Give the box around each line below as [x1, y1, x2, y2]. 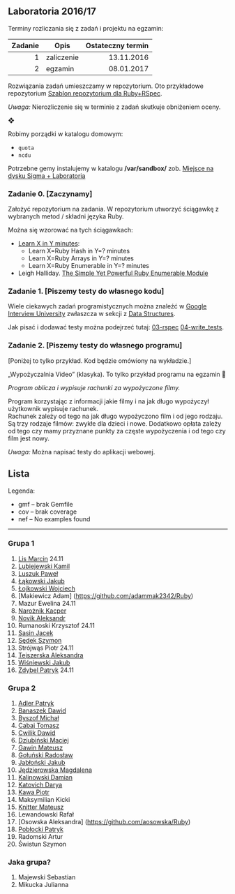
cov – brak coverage [17, 507, 77, 516]
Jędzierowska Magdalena [17, 766, 93, 774]
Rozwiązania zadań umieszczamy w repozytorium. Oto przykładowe [8, 82, 204, 90]
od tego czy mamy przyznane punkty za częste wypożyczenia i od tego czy [8, 426, 226, 435]
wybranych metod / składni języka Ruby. [8, 212, 124, 221]
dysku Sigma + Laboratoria [8, 171, 86, 180]
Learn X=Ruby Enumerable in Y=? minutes [28, 262, 149, 270]
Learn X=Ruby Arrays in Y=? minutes [28, 254, 135, 262]
